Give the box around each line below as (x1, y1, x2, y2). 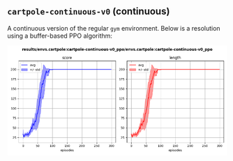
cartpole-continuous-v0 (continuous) (7, 6, 170, 17)
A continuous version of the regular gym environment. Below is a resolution (7, 24, 221, 32)
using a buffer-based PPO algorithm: (7, 31, 113, 40)
